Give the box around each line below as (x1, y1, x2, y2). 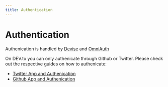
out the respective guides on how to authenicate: (5, 61, 107, 67)
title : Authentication (5, 7, 53, 13)
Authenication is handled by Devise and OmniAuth (5, 46, 109, 52)
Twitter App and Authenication (12, 70, 76, 76)
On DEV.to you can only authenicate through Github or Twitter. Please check (5, 55, 163, 61)
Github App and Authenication (12, 76, 75, 82)
